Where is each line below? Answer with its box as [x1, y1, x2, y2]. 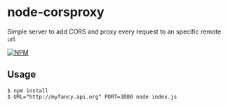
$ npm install [7, 87, 49, 94]
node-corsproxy [7, 4, 105, 20]
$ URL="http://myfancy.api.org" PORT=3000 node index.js [7, 93, 177, 100]
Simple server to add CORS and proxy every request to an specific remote [7, 27, 222, 36]
